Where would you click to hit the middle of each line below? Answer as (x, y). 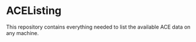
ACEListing (34, 11)
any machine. (22, 33)
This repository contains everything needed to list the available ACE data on (98, 27)
